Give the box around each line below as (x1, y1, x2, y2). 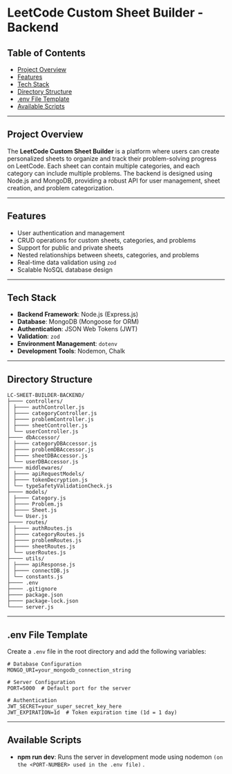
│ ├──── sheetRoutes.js (7, 543, 76, 551)
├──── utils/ (7, 555, 45, 562)
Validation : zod (17, 332, 60, 340)
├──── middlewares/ (7, 465, 64, 472)
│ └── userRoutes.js (7, 549, 67, 556)
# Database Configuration (7, 661, 81, 668)
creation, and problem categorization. (7, 183, 115, 192)
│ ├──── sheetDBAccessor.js (7, 452, 88, 459)
